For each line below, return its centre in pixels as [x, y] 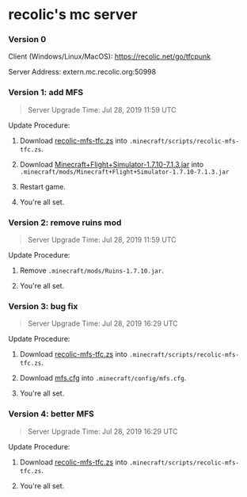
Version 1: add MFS [46, 93]
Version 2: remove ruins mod [65, 222]
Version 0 [27, 40]
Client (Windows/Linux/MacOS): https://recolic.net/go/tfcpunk [110, 56]
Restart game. [42, 186]
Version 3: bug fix [43, 306]
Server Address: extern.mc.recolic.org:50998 [82, 72]
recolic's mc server [73, 15]
